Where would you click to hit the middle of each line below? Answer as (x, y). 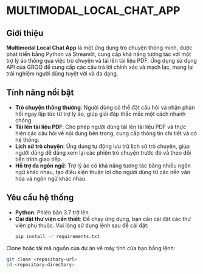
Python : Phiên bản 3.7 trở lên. (53, 212)
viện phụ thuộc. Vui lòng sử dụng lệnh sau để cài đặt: (82, 225)
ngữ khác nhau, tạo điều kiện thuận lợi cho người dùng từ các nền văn (102, 172)
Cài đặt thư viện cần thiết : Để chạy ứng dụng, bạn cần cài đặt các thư (103, 219)
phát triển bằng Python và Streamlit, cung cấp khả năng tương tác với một (99, 54)
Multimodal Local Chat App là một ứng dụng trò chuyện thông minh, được (99, 47)
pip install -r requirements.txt (57, 236)
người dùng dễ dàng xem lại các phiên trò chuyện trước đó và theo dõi (103, 152)
